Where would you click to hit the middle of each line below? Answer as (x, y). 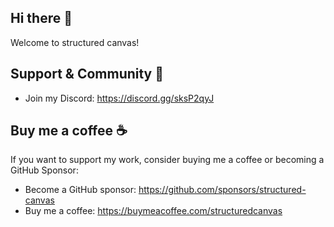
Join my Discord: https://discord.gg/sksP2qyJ (119, 98)
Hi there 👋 (41, 18)
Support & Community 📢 (87, 74)
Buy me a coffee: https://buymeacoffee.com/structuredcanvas (153, 211)
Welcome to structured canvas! (75, 42)
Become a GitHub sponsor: (80, 190)
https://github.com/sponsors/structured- (222, 190)
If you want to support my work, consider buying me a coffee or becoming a (167, 160)
